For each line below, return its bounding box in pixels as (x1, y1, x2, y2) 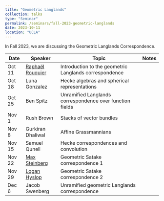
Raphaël (25, 63, 45, 70)
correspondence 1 (60, 160, 103, 166)
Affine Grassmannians (60, 129, 111, 135)
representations (60, 84, 97, 90)
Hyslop (25, 174, 42, 180)
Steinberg (25, 160, 48, 166)
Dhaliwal (25, 132, 45, 138)
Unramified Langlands (60, 91, 111, 98)
